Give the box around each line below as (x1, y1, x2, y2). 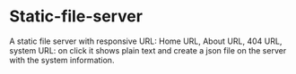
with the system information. (9, 54, 115, 65)
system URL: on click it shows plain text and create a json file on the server (9, 45, 287, 55)
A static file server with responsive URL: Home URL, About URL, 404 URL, (9, 36, 283, 46)
